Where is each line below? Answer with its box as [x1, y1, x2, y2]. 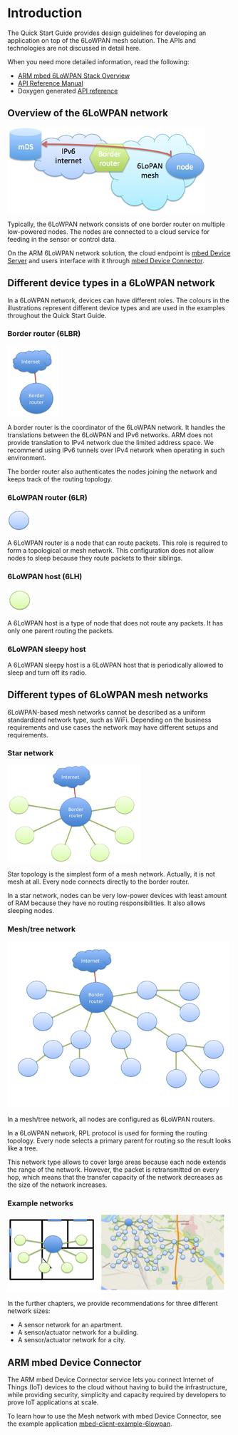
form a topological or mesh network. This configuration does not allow [7, 546, 214, 555]
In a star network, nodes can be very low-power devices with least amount [7, 891, 227, 899]
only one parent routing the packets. [7, 626, 114, 635]
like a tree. [7, 1144, 38, 1153]
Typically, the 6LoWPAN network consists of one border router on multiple [7, 220, 226, 228]
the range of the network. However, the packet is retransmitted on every [7, 1165, 219, 1174]
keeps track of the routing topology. [7, 474, 113, 483]
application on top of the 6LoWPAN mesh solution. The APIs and [7, 36, 196, 44]
